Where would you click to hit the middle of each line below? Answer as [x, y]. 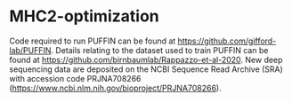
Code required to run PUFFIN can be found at [93, 41]
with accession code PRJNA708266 [75, 78]
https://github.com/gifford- [227, 41]
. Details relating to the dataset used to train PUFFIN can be [160, 50]
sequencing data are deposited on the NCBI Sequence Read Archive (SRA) [146, 69]
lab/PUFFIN [30, 50]
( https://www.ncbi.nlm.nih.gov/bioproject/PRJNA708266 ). [115, 88]
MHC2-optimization [84, 16]
